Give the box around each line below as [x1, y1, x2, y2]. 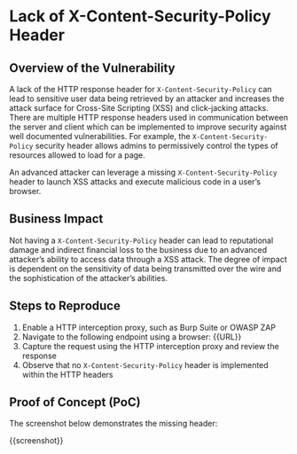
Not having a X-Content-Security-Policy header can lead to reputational [9, 235, 274, 246]
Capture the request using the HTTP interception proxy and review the [21, 340, 279, 351]
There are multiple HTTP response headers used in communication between [9, 113, 288, 122]
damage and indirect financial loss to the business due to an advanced [9, 244, 268, 254]
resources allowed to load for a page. [9, 150, 146, 160]
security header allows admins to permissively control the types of [35, 140, 278, 151]
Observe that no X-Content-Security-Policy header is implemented [21, 359, 269, 370]
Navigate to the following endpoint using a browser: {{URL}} [21, 331, 242, 342]
